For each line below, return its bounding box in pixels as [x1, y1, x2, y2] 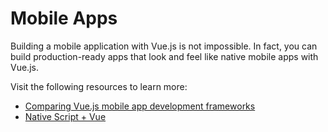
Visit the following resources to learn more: [10, 80, 188, 92]
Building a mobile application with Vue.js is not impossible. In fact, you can [10, 40, 318, 52]
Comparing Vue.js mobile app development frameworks [24, 100, 256, 112]
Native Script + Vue [24, 110, 107, 122]
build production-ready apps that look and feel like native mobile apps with [10, 50, 319, 62]
